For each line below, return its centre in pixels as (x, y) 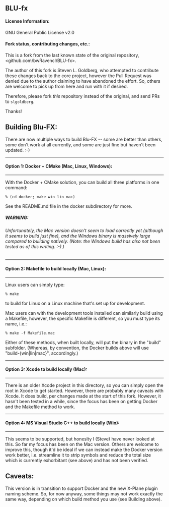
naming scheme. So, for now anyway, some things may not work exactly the (84, 493)
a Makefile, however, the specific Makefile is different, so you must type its (82, 318)
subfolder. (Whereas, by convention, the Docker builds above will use (77, 348)
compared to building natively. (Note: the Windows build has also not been (83, 241)
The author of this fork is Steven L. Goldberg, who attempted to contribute (82, 70)
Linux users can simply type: (35, 285)
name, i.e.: (16, 324)
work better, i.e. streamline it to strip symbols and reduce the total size (78, 455)
